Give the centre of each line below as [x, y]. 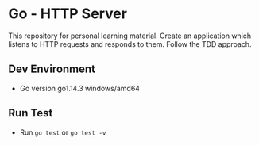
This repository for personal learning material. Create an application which [130, 36]
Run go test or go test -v [63, 132]
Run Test [31, 113]
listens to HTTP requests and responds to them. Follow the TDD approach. [130, 44]
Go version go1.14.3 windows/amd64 [80, 88]
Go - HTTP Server [68, 14]
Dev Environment [52, 69]
